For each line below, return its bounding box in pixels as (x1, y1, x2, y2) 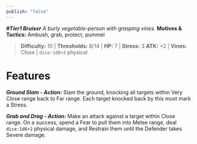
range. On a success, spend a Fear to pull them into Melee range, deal (6, 119, 177, 126)
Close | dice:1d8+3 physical (20, 48, 88, 56)
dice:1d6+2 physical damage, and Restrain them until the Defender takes (6, 125, 182, 132)
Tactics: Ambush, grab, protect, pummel (6, 31, 105, 38)
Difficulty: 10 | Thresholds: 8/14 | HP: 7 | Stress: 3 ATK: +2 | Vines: (20, 42, 188, 49)
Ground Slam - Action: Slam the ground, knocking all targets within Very (6, 89, 183, 96)
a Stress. (6, 101, 28, 108)
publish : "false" (6, 8, 49, 15)
